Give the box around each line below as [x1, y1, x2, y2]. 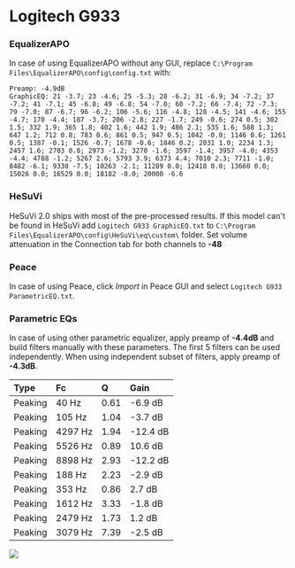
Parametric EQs [9, 313, 78, 324]
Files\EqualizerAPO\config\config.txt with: [9, 67, 172, 78]
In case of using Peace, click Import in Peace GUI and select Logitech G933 [9, 281, 283, 292]
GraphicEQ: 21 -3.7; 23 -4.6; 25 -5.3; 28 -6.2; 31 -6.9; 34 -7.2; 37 [9, 92, 275, 101]
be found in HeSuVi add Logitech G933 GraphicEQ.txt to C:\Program [9, 220, 256, 230]
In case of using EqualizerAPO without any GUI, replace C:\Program [9, 58, 253, 68]
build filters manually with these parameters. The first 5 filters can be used [9, 342, 281, 353]
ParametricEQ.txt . [9, 291, 75, 301]
